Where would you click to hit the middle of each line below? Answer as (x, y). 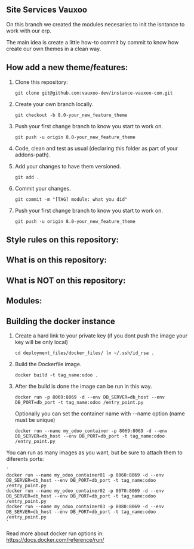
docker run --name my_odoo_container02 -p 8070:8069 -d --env (85, 491)
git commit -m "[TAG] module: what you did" (71, 199)
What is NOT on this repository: (66, 280)
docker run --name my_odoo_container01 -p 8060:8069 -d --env (85, 475)
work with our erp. (29, 31)
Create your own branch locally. (54, 104)
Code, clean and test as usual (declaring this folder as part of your (96, 148)
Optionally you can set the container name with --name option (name (100, 414)
